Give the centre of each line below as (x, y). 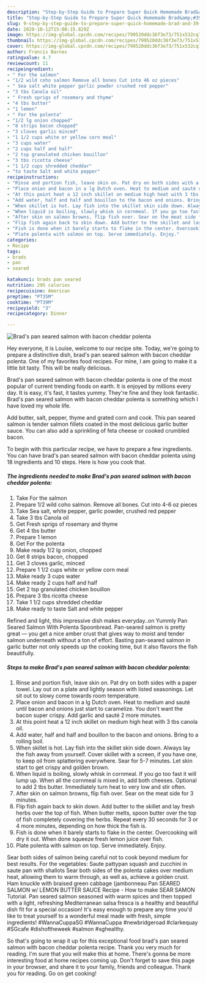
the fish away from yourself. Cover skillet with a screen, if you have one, (107, 754)
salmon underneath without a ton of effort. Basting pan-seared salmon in (99, 640)
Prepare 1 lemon (36, 537)
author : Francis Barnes (37, 52)
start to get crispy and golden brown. (62, 767)
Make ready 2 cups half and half (57, 583)
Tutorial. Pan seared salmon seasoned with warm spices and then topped (99, 897)
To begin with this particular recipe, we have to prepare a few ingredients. (100, 449)
